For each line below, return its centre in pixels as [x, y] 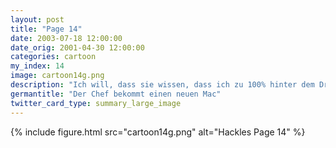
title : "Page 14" [46, 29]
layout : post [37, 19]
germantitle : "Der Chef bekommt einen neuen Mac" [116, 94]
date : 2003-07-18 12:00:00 [66, 38]
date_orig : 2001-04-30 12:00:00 [77, 47]
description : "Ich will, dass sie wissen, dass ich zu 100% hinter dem [162, 85]
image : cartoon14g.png [57, 76]
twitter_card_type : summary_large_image [96, 103]
